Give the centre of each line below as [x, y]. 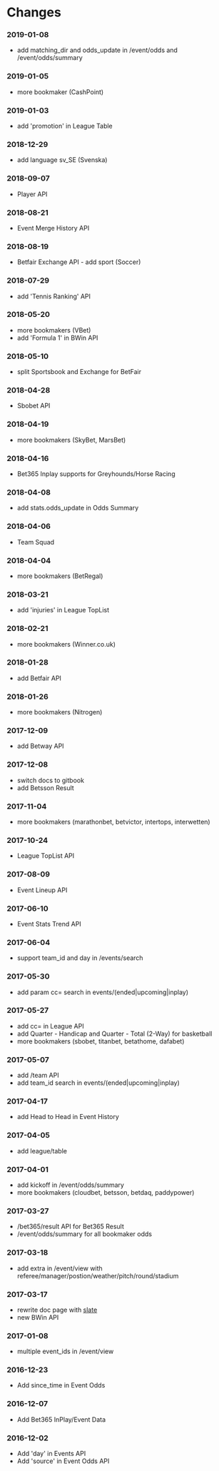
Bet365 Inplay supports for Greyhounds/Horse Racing [96, 474]
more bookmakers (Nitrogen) [60, 712]
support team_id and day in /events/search [80, 958]
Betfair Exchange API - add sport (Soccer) [79, 262]
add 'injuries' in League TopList [63, 610]
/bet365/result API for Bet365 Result [70, 1227]
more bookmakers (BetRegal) [60, 576]
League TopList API [46, 856]
